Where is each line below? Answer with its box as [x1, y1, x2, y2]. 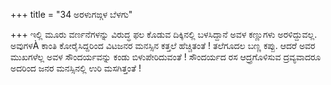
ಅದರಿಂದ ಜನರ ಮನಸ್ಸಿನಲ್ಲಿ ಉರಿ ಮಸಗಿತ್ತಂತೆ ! [10, 62, 142, 74]
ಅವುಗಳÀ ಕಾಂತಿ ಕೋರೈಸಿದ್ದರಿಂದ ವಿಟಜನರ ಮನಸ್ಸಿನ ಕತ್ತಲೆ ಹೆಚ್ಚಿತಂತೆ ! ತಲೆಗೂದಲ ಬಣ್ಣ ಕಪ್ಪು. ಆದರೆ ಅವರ [10, 40, 316, 51]
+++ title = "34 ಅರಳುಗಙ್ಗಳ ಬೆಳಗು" [10, 9, 133, 20]
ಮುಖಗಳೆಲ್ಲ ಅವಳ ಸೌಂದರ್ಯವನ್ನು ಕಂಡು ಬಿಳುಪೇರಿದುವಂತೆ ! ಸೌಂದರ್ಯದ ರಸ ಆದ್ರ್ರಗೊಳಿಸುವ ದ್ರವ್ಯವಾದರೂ [10, 51, 322, 63]
